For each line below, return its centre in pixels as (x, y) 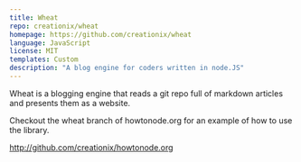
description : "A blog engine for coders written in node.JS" (127, 68)
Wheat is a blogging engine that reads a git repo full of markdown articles (146, 93)
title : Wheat (34, 18)
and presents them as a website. (70, 103)
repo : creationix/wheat (54, 26)
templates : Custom (44, 59)
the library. (29, 130)
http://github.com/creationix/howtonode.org (91, 147)
